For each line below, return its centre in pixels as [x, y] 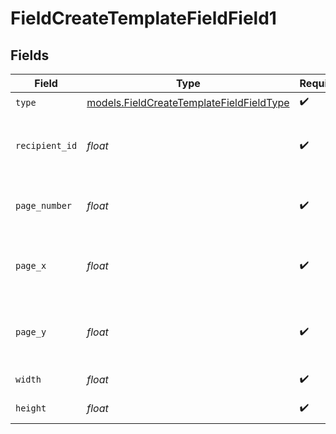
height [31, 408]
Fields [30, 55]
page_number [44, 205]
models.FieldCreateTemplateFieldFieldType [188, 102]
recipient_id [46, 145]
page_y [31, 332]
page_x [31, 265]
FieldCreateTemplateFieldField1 [143, 18]
